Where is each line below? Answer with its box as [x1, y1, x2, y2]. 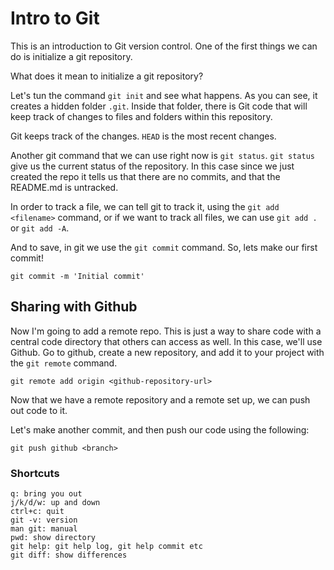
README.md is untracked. [10, 181, 119, 193]
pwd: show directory [10, 533, 97, 543]
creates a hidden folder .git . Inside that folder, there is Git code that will [10, 100, 308, 112]
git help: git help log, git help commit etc [10, 542, 203, 552]
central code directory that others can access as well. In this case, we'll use [10, 335, 323, 347]
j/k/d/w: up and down [10, 498, 101, 508]
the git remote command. [10, 357, 118, 369]
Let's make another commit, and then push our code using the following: [10, 423, 310, 436]
